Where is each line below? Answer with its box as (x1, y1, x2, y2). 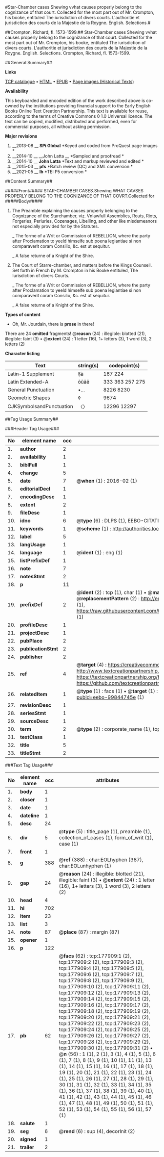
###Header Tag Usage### (5, 426, 60, 431)
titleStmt (20, 750, 41, 756)
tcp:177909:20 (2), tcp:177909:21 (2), (59, 1014, 150, 1021)
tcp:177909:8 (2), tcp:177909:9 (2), (59, 977, 144, 984)
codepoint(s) (109, 362, 140, 369)
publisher (20, 653, 43, 660)
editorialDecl (20, 486, 50, 492)
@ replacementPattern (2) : (76, 595, 140, 602)
